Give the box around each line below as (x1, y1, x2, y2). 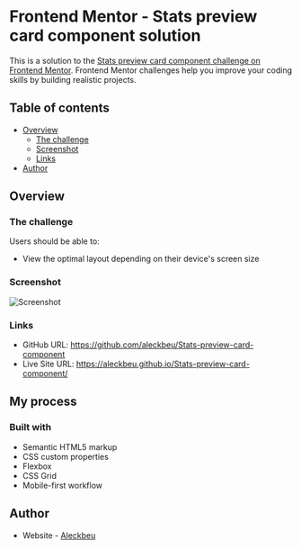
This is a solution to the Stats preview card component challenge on (9, 55, 261, 66)
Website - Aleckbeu (22, 529, 96, 541)
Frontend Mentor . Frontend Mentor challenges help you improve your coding (9, 65, 293, 76)
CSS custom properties (22, 451, 110, 462)
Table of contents (9, 101, 110, 116)
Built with (9, 421, 52, 434)
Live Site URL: (22, 358, 75, 370)
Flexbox (22, 461, 52, 472)
